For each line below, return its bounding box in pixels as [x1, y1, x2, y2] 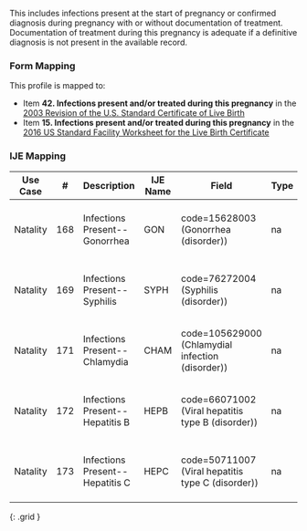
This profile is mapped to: [9, 80, 106, 91]
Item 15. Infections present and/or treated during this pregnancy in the [22, 118, 295, 129]
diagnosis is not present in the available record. [9, 36, 188, 47]
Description [82, 179, 135, 192]
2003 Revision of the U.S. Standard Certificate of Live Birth [22, 108, 245, 119]
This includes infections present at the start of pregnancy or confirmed [9, 8, 277, 18]
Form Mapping [9, 59, 76, 72]
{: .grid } [9, 511, 41, 522]
